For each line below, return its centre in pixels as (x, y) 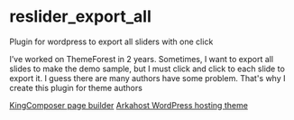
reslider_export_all (80, 17)
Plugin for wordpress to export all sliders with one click (111, 42)
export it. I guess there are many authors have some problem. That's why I (147, 78)
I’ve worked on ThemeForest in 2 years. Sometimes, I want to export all (141, 59)
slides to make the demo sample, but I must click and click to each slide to (147, 69)
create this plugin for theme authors (76, 88)
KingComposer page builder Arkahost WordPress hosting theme (129, 105)
